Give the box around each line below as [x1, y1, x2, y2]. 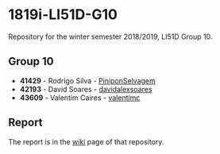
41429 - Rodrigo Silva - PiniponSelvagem [19, 75, 156, 85]
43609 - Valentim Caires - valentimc [19, 93, 141, 102]
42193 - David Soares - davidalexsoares [19, 84, 152, 94]
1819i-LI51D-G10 [8, 6, 118, 24]
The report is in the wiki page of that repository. [8, 137, 164, 146]
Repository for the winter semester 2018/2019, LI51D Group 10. [8, 32, 213, 41]
